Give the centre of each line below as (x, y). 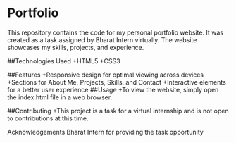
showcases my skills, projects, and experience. (76, 47)
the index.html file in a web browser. (60, 97)
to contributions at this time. (48, 118)
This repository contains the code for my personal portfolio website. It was (116, 32)
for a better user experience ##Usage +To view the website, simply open (113, 89)
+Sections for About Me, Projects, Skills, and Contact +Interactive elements (117, 82)
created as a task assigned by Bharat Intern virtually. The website (102, 39)
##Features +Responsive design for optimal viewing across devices (106, 75)
